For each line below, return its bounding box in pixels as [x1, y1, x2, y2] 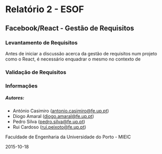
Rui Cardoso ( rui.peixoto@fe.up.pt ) [12, 124, 86, 130]
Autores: [5, 95, 25, 101]
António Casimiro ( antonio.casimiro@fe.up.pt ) [12, 108, 109, 114]
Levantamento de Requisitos [5, 39, 78, 46]
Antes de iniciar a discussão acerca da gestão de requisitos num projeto [5, 50, 157, 56]
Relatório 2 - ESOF [5, 4, 84, 15]
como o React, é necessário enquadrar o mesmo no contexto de [5, 56, 141, 62]
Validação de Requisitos [5, 69, 66, 76]
